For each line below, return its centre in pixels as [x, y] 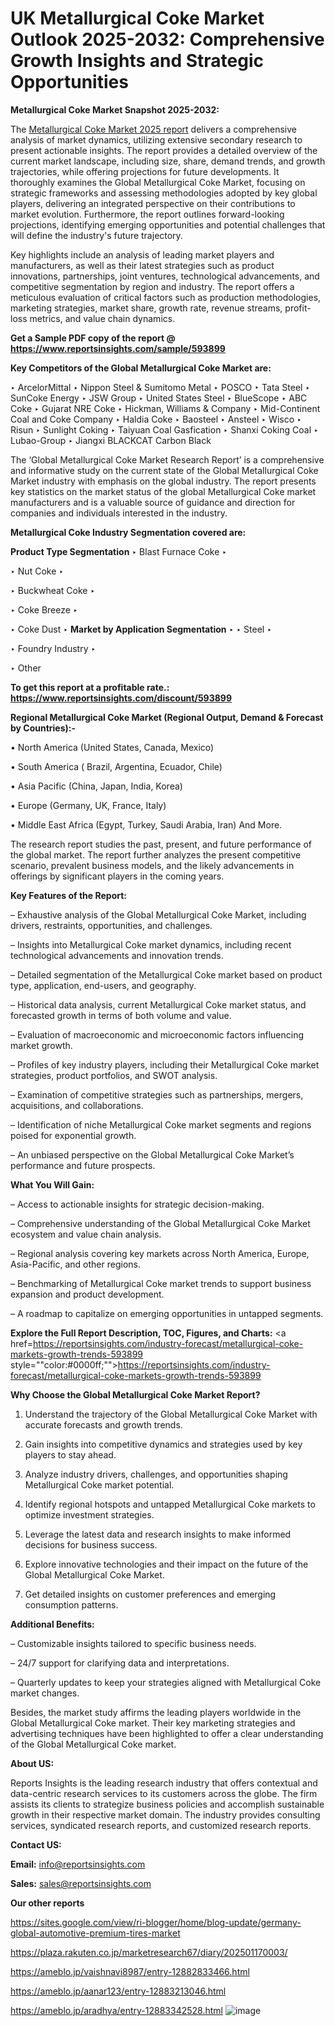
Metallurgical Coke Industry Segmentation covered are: [128, 532]
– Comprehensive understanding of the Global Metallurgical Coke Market [160, 1223]
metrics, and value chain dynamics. [102, 318]
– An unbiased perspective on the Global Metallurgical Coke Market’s [152, 1154]
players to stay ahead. [70, 1454]
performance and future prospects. [83, 1165]
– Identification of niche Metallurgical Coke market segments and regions [161, 1124]
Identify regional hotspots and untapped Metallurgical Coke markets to [170, 1504]
